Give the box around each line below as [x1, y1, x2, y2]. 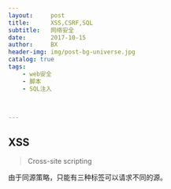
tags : [8, 63, 26, 71]
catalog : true [8, 56, 55, 64]
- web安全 [22, 70, 53, 78]
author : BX [8, 41, 58, 49]
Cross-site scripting [27, 156, 92, 165]
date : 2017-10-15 [8, 33, 87, 42]
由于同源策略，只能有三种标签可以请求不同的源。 [8, 172, 167, 182]
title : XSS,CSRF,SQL [8, 19, 93, 27]
